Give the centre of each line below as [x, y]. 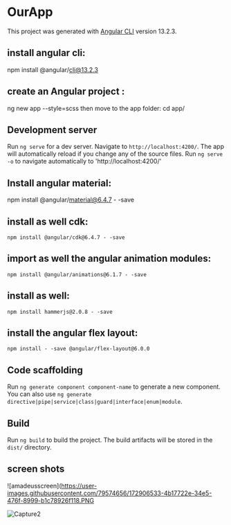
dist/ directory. [29, 447]
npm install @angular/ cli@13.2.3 [53, 69]
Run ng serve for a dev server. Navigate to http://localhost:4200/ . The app [116, 147]
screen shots [36, 469]
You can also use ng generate [49, 394]
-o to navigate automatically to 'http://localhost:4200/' [84, 161]
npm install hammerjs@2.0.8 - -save [60, 312]
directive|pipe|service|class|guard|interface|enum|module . [95, 402]
